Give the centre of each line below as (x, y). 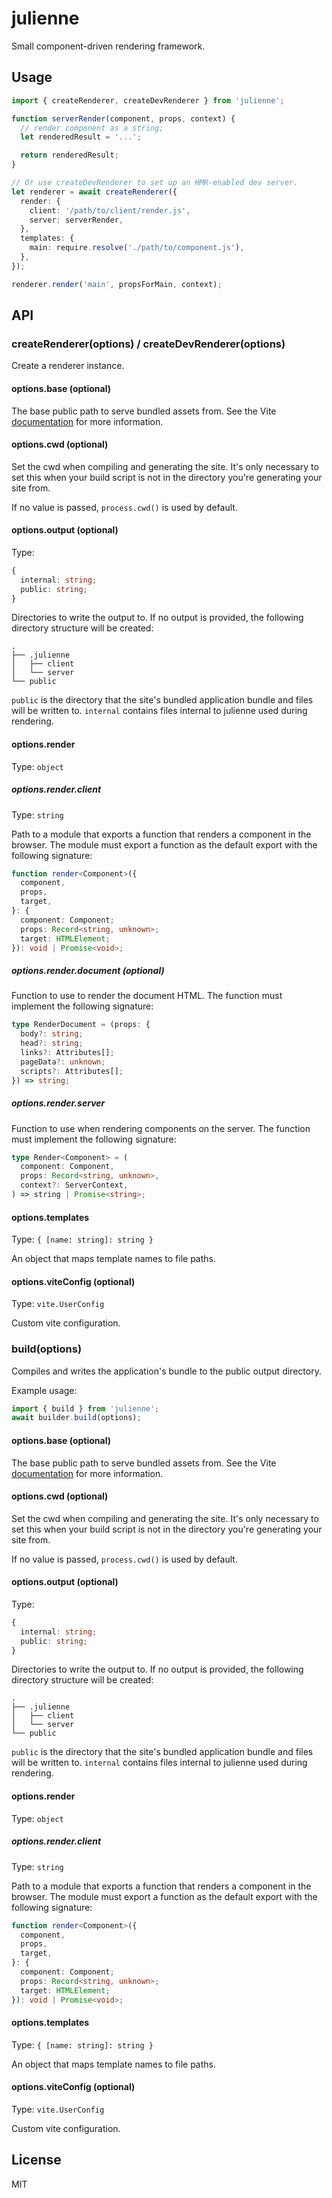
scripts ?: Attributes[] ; (72, 1071)
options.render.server (58, 1103)
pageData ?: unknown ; (63, 1062)
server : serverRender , (76, 220)
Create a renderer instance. (68, 366)
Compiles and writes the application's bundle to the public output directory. (166, 1371)
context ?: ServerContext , (74, 1185)
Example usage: (44, 1390)
